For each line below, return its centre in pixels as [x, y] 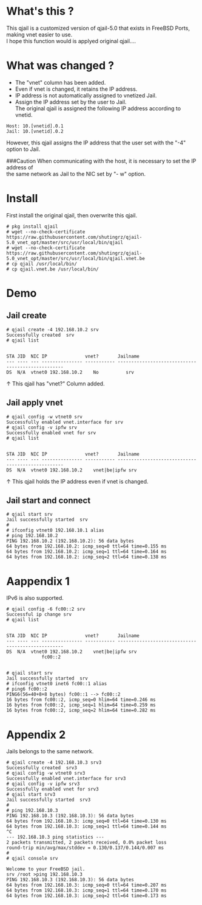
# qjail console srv [32, 859]
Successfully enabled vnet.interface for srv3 [66, 779]
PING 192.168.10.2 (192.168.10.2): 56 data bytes [70, 541]
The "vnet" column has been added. [60, 82]
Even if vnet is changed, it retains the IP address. [76, 89]
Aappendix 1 [38, 581]
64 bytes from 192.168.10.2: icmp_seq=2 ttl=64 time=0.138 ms [86, 557]
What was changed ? [60, 66]
